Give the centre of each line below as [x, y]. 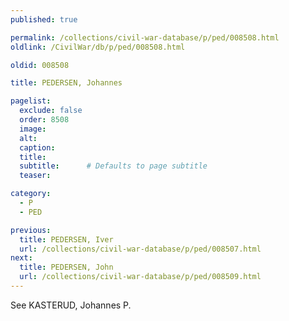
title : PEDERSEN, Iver [66, 239]
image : [33, 129]
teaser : [35, 176]
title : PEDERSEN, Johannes [66, 83]
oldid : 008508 [40, 65]
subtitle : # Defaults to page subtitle [113, 166]
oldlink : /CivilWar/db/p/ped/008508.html [98, 47]
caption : [37, 147]
